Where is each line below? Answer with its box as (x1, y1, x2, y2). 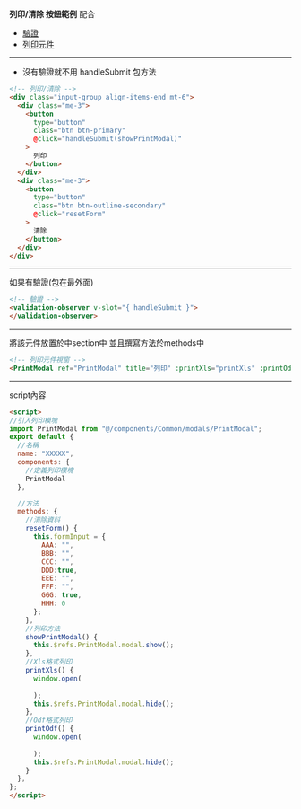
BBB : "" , (41, 549, 74, 558)
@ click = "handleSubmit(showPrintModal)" (32, 135, 182, 144)
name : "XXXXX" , (17, 449, 74, 459)
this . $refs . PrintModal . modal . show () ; (32, 641, 175, 650)
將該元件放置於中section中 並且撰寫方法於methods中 (9, 338, 204, 348)
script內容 (9, 390, 47, 400)
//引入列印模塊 (9, 416, 58, 425)
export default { (9, 433, 74, 442)
